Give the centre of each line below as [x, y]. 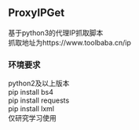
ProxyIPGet [37, 13]
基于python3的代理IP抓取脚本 [56, 32]
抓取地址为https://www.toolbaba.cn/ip [69, 42]
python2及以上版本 [39, 83]
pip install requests [39, 100]
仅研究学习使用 [32, 118]
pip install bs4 [31, 92]
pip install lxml [31, 109]
